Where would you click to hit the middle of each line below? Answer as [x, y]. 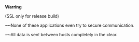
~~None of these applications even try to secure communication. [70, 25]
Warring [13, 7]
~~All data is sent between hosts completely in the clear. [61, 35]
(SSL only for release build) [32, 16]
